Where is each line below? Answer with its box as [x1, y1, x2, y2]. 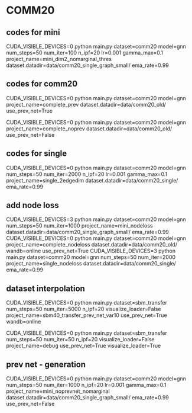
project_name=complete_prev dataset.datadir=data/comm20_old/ [6, 101, 167, 108]
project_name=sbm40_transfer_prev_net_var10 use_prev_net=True [6, 312, 167, 319]
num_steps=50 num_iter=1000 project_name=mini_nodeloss [6, 222, 153, 229]
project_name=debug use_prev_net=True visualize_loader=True [6, 342, 161, 350]
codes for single [6, 149, 67, 159]
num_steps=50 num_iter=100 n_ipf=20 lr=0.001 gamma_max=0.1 [6, 49, 164, 56]
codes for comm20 [6, 79, 78, 89]
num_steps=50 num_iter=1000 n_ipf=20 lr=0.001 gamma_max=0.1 [6, 382, 167, 389]
